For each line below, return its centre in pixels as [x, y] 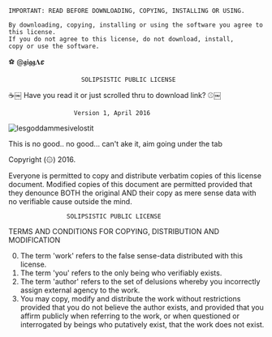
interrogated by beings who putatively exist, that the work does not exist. [142, 324]
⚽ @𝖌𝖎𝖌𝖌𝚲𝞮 [26, 62]
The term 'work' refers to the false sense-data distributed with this [132, 256]
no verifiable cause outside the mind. [70, 201]
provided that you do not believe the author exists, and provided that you [142, 307]
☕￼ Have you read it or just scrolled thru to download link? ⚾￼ [115, 95]
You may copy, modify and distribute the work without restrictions [130, 299]
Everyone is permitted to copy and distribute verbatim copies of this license [135, 176]
